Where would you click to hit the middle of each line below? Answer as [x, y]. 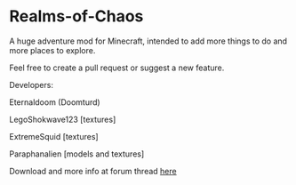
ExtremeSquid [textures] [54, 136]
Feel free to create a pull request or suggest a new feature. [117, 68]
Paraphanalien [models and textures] [77, 154]
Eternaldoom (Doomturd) [55, 102]
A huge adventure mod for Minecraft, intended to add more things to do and [148, 41]
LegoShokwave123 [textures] [63, 119]
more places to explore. [52, 50]
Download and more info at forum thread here [93, 171]
